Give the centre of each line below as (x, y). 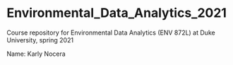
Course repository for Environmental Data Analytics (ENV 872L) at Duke (111, 32)
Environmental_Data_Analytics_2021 (117, 13)
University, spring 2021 (40, 40)
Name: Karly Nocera (36, 54)
